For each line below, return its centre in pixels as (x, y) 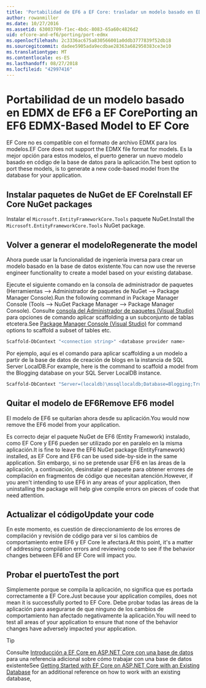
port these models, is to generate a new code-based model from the (93, 169)
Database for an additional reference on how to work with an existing (93, 672)
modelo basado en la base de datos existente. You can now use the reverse (101, 266)
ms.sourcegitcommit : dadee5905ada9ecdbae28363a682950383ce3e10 (89, 47)
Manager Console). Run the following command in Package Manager (93, 297)
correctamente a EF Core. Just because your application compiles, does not (102, 596)
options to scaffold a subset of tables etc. (59, 330)
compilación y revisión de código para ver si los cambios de (82, 536)
